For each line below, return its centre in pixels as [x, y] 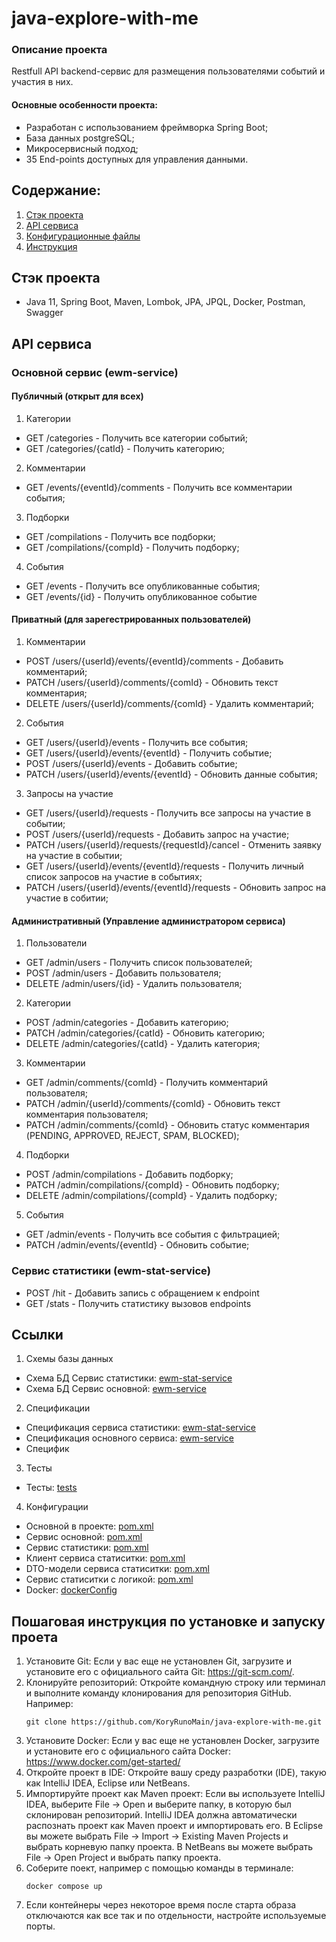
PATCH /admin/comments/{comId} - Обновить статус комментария [167, 1125]
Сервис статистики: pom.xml [87, 1548]
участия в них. [42, 82]
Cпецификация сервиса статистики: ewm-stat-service [141, 1428]
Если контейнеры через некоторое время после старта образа [161, 1905]
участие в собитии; [67, 898]
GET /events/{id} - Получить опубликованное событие [141, 596]
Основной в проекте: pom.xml [89, 1526]
